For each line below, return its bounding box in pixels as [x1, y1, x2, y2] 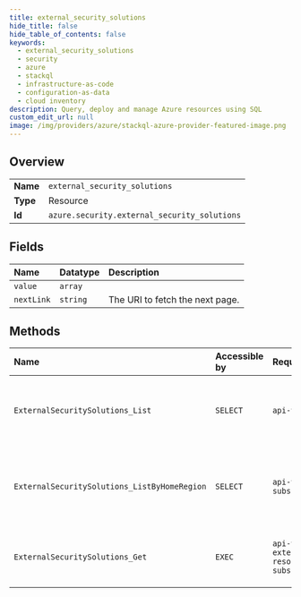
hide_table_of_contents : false [9, 30, 126, 38]
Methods [9, 324, 61, 339]
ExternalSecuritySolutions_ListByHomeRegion [13, 482, 207, 492]
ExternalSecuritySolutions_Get [13, 552, 148, 562]
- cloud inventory [17, 96, 87, 106]
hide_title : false [9, 21, 78, 30]
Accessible [214, 350, 264, 362]
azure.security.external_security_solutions [47, 209, 242, 220]
